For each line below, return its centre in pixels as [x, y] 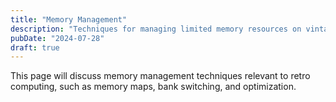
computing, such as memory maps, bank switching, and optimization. [153, 87]
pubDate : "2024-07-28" [57, 38]
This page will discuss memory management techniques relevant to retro [160, 76]
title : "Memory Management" [69, 19]
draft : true [35, 47]
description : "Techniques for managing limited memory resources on [156, 29]
